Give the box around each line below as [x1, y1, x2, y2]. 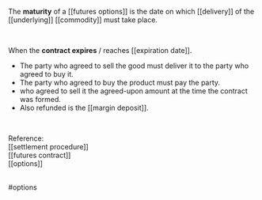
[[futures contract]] [8, 150, 71, 160]
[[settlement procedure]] [8, 142, 89, 151]
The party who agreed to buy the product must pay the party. [19, 78, 220, 87]
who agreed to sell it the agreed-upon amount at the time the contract [19, 86, 248, 96]
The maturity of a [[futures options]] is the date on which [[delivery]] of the [8, 7, 255, 16]
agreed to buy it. [19, 70, 74, 78]
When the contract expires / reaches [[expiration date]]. [8, 46, 192, 55]
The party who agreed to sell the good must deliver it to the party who [19, 61, 249, 70]
